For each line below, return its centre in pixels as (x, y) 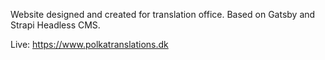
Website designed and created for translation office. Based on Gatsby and (163, 14)
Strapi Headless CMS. (55, 25)
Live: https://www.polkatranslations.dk (89, 44)
